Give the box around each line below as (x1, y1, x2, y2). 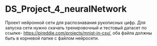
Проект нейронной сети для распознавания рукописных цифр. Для (5, 20, 146, 25)
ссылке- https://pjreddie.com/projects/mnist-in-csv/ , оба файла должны (5, 30, 152, 36)
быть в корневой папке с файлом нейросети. (5, 35, 99, 41)
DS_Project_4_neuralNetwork (5, 3, 127, 15)
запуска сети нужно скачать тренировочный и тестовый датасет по (5, 24, 147, 30)
